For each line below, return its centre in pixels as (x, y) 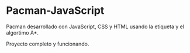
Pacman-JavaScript (55, 11)
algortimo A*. (23, 32)
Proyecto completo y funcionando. (48, 44)
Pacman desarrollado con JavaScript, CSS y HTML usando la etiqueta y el (95, 26)
